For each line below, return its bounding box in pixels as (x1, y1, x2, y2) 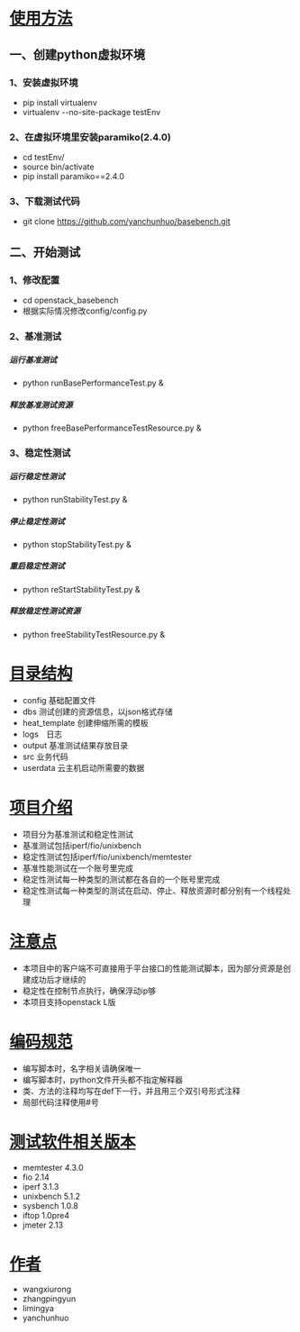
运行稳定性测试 (9, 470, 65, 482)
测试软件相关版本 (9, 1131, 137, 1152)
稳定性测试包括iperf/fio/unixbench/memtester (22, 851, 192, 862)
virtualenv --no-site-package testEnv (22, 106, 161, 117)
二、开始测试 (9, 244, 81, 259)
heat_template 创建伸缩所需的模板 (22, 717, 149, 728)
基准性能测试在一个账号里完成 (22, 862, 133, 874)
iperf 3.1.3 (22, 1181, 59, 1192)
